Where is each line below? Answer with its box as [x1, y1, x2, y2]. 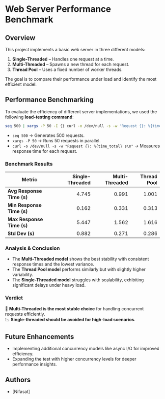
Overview [5, 33, 36, 42]
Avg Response [7, 187, 42, 194]
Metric [22, 176, 38, 183]
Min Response [7, 201, 42, 208]
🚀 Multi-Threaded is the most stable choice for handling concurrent [5, 305, 144, 311]
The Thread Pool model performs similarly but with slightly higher [12, 266, 146, 272]
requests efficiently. [5, 311, 45, 317]
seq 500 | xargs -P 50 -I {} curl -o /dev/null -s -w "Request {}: [5, 123, 146, 129]
